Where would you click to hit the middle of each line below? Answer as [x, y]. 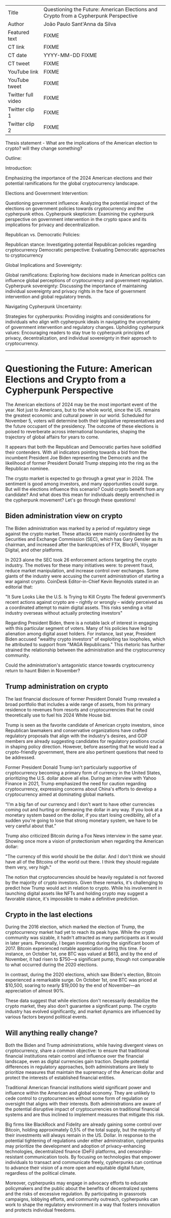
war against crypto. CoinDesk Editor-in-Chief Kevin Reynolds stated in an [82, 581]
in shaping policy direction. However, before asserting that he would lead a [84, 746]
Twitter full [21, 95]
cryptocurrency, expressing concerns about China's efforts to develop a [81, 789]
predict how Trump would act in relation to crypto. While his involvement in [84, 888]
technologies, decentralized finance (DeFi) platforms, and [66, 1152]
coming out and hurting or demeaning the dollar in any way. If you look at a [84, 810]
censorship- [140, 1152]
